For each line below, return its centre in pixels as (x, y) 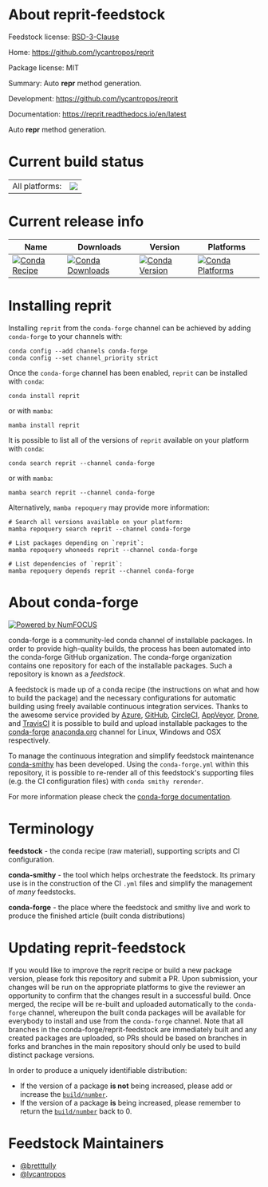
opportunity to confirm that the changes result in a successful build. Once (130, 996)
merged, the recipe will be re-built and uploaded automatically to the (121, 1004)
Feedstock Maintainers (86, 1143)
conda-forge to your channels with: (65, 336)
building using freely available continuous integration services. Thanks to (128, 706)
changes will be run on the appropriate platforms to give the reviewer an (127, 987)
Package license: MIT (44, 67)
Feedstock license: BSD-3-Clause (64, 37)
